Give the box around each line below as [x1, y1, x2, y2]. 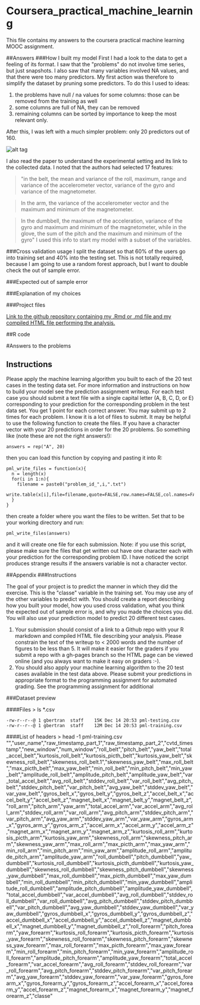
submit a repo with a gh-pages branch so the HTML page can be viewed [14, 651, 193, 658]
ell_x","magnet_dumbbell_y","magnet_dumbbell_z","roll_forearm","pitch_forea [6, 922, 193, 929]
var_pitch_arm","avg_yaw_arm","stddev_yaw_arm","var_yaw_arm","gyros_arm [6, 815, 193, 822]
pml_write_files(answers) [6, 530, 70, 536]
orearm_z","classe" [6, 992, 53, 999]
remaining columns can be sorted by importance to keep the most [14, 110, 177, 117]
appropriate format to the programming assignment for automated [14, 677, 177, 684]
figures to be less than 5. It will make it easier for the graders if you [14, 644, 179, 652]
